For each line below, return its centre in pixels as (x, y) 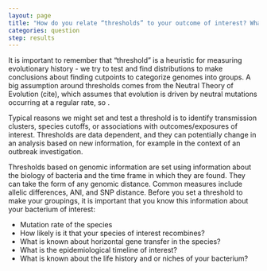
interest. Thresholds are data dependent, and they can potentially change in (132, 135)
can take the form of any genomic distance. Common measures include (125, 184)
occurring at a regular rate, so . (59, 103)
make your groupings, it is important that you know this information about (128, 201)
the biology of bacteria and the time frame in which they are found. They (127, 176)
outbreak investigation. (46, 152)
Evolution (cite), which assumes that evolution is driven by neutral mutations (133, 94)
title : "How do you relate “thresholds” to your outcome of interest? (128, 23)
